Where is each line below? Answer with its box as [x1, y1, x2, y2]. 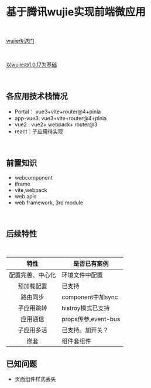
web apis [14, 193, 37, 200]
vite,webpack [14, 186, 47, 194]
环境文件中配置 [61, 271, 104, 279]
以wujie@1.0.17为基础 [6, 61, 57, 68]
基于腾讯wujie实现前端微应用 [6, 5, 146, 19]
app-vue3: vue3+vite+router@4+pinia [14, 114, 107, 122]
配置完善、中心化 [9, 271, 57, 279]
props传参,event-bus [61, 315, 121, 323]
